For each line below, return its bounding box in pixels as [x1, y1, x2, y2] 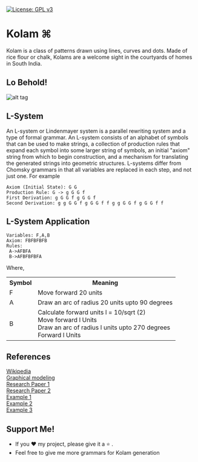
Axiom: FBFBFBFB [6, 238, 47, 244]
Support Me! [6, 424, 54, 434]
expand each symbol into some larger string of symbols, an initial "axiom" [6, 146, 191, 154]
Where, [6, 264, 25, 272]
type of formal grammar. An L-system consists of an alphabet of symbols [6, 133, 189, 141]
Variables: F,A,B [6, 232, 50, 239]
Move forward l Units [37, 316, 97, 324]
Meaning [91, 279, 119, 287]
